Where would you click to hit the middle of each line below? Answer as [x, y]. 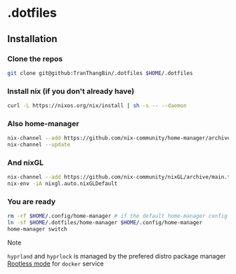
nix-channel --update [39, 145]
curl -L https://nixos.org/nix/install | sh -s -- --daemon [97, 106]
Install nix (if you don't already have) [71, 91]
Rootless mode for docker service [55, 263]
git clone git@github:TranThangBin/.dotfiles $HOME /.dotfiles [100, 73]
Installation [32, 39]
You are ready [32, 201]
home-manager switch [38, 229]
